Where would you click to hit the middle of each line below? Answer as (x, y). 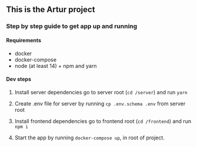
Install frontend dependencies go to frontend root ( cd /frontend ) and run (103, 121)
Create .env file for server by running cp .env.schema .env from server (100, 103)
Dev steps (19, 79)
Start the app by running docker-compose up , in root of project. (89, 138)
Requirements (24, 40)
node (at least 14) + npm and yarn (56, 66)
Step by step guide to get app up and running (72, 26)
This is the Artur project (51, 10)
